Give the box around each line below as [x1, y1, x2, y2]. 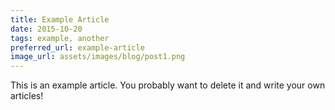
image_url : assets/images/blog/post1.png [10, 52, 186, 62]
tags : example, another [10, 33, 110, 43]
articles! [10, 90, 44, 102]
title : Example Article [10, 14, 110, 25]
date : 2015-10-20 [10, 24, 83, 34]
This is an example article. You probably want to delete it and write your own [10, 79, 326, 91]
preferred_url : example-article [10, 42, 145, 53]
